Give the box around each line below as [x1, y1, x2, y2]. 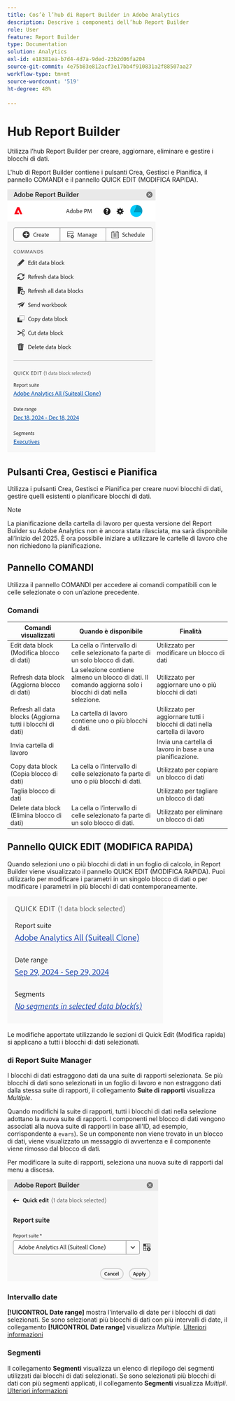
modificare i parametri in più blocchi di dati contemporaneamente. [7, 882, 198, 890]
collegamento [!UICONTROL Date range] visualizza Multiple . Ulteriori [7, 1323, 207, 1332]
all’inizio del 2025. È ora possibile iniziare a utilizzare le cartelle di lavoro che [7, 534, 227, 542]
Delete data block [10, 804, 61, 812]
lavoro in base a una [156, 744, 215, 753]
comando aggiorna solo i [71, 681, 143, 689]
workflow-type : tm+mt [7, 70, 71, 77]
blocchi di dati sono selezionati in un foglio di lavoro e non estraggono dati [7, 1078, 222, 1087]
